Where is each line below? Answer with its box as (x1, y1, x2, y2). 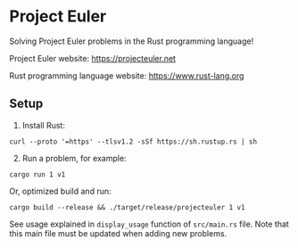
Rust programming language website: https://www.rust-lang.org (9, 70, 244, 81)
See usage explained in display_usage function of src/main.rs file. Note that (9, 219, 290, 229)
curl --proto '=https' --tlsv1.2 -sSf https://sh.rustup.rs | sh (9, 136, 257, 146)
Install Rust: (21, 120, 65, 130)
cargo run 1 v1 (9, 169, 66, 179)
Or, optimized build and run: (9, 186, 112, 196)
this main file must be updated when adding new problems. (9, 227, 228, 238)
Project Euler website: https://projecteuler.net (9, 53, 177, 63)
